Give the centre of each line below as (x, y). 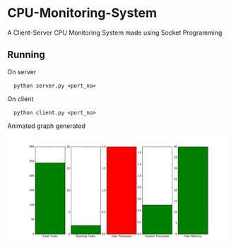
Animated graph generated (47, 126)
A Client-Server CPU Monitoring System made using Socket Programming (115, 33)
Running (26, 55)
